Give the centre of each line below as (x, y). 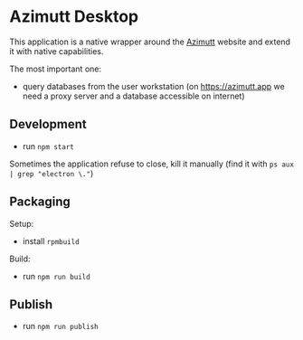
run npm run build (56, 276)
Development (48, 124)
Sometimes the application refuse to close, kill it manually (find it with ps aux (151, 164)
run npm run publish (60, 326)
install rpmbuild (51, 241)
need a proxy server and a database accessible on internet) (134, 96)
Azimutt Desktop (74, 17)
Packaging (40, 202)
